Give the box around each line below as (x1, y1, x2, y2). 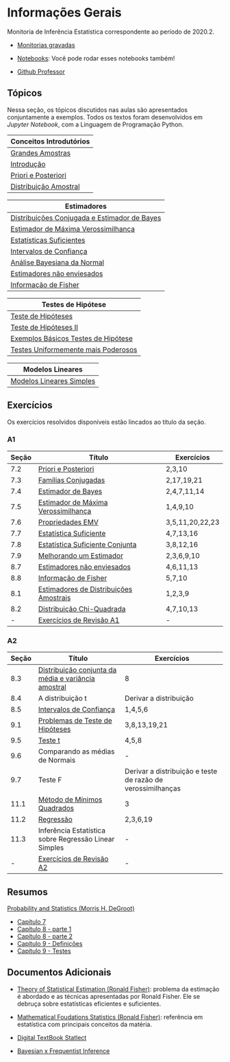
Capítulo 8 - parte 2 (16, 932, 73, 940)
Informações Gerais (7, 5, 122, 21)
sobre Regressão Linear (38, 835, 115, 844)
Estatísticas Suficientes (10, 235, 86, 245)
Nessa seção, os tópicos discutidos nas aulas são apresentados (7, 105, 188, 114)
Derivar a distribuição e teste (124, 767, 218, 776)
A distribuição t (38, 694, 87, 703)
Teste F (38, 775, 62, 784)
